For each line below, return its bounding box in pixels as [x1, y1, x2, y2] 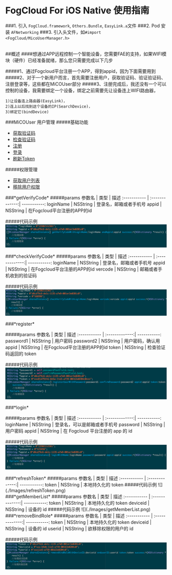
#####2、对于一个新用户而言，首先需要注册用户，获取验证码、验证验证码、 [5, 74, 166, 80]
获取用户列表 [12, 177, 40, 183]
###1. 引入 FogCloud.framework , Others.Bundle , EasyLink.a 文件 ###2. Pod [5, 23, 160, 29]
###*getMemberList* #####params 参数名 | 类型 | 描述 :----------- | [5, 493, 150, 500]
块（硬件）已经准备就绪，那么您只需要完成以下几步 [5, 57, 113, 63]
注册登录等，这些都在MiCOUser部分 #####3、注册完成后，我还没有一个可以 [5, 80, 167, 87]
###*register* [5, 321, 35, 327]
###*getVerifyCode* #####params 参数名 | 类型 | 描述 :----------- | [5, 194, 149, 200]
